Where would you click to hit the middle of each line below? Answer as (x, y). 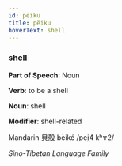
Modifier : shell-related (45, 121)
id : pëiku (25, 15)
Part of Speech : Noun (44, 75)
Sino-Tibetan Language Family (59, 153)
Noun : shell (27, 106)
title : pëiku (30, 23)
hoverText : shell (37, 30)
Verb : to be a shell (38, 90)
